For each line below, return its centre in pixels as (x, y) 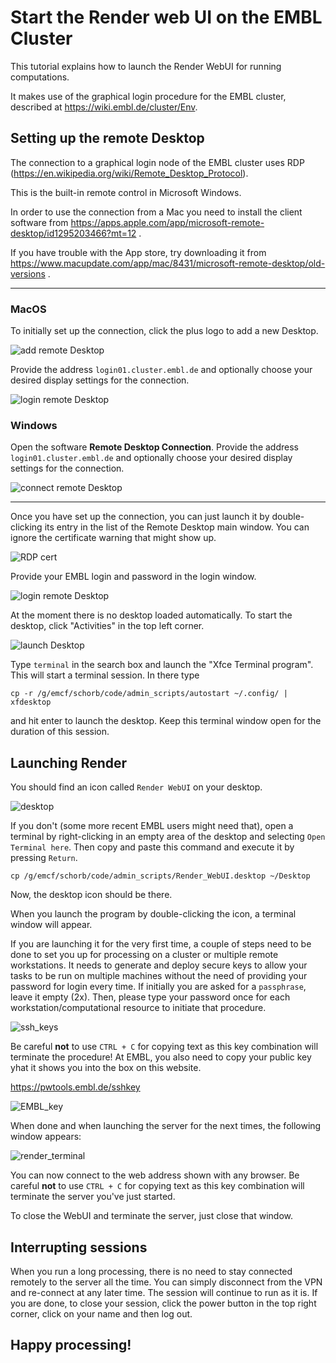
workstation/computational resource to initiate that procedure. (138, 1008)
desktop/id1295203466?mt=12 (73, 233)
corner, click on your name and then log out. (101, 1313)
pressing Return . (44, 858)
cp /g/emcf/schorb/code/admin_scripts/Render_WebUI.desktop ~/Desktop (160, 876)
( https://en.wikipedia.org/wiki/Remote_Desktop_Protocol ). (129, 173)
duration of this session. (60, 732)
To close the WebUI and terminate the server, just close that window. (152, 1216)
